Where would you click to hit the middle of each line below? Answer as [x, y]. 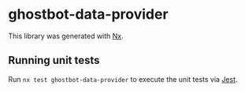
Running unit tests [54, 60]
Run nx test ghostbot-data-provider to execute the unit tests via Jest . [123, 79]
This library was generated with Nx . [66, 36]
